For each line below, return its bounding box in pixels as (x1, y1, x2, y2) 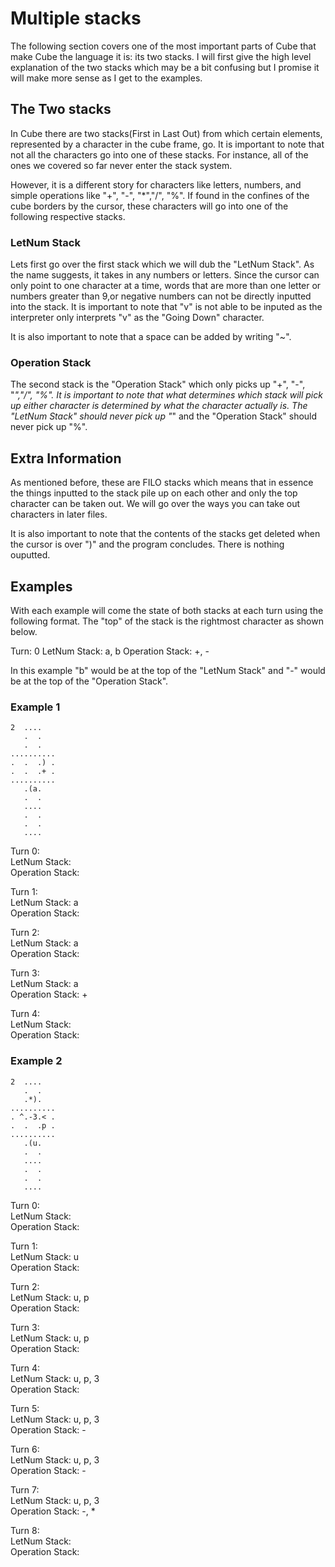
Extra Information (10, 450, 122, 467)
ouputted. (10, 549, 51, 561)
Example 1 (10, 700, 61, 714)
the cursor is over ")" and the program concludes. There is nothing (10, 538, 285, 551)
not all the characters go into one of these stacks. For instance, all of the (10, 148, 309, 161)
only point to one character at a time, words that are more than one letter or (10, 280, 322, 292)
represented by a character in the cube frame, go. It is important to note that (10, 138, 325, 150)
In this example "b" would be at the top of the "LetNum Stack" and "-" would (10, 664, 326, 676)
